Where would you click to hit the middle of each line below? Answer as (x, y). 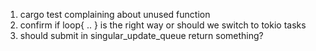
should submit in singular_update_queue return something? (141, 35)
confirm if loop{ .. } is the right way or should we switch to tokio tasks (163, 25)
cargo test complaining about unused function (115, 14)
